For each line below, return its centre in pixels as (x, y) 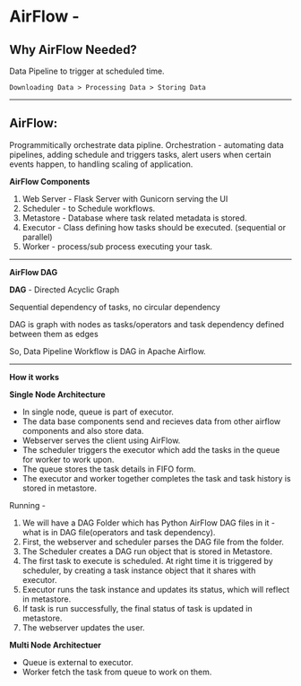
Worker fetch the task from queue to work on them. (117, 672)
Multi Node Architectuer (55, 645)
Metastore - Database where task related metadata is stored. (135, 218)
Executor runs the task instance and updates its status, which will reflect (156, 589)
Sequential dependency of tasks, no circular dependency (115, 307)
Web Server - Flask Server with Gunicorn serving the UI (125, 198)
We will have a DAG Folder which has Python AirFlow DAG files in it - (149, 523)
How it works (34, 377)
